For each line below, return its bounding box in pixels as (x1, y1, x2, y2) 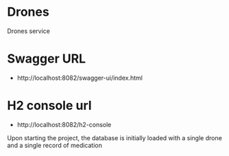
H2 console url (7, 98, 92, 113)
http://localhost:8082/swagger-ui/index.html (16, 74, 143, 82)
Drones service (7, 27, 50, 35)
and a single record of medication (7, 141, 103, 149)
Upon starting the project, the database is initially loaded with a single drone (7, 133, 223, 142)
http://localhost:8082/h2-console (16, 120, 112, 129)
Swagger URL (7, 51, 86, 67)
